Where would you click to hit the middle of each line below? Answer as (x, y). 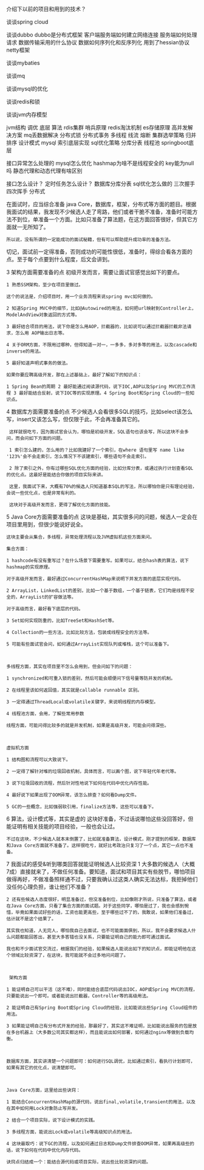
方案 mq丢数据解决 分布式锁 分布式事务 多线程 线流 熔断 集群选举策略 (98, 135)
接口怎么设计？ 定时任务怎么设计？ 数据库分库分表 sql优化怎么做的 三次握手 (101, 184)
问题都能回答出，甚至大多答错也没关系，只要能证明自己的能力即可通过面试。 (92, 937)
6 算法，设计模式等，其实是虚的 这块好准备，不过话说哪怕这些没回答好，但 (100, 819)
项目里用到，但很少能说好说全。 (46, 524)
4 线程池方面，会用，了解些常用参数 (45, 714)
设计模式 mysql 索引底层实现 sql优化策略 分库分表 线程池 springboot (103, 143)
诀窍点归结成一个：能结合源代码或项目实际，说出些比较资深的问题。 (79, 1162)
